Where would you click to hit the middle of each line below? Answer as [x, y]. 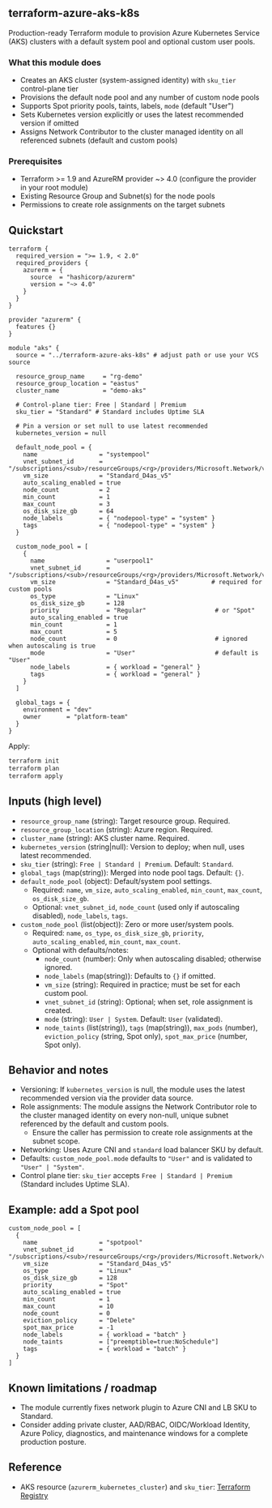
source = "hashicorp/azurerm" [83, 278]
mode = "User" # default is [144, 653]
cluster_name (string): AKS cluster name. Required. [105, 838]
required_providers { [52, 263]
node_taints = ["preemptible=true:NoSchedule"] [121, 1342]
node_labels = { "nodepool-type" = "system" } [119, 519]
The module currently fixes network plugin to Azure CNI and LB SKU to [138, 1408]
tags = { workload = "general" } [115, 675]
